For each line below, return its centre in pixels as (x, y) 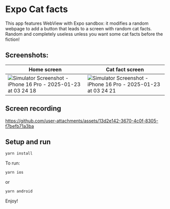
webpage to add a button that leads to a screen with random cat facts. (78, 28)
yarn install (19, 153)
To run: (13, 163)
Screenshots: (27, 55)
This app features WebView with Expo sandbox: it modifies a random (77, 23)
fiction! (13, 39)
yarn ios (14, 173)
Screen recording (33, 109)
